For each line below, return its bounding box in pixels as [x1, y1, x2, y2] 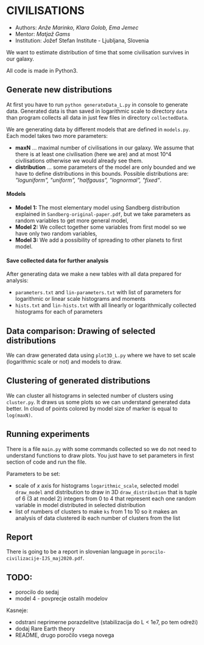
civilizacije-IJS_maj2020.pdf [6, 556, 83, 562]
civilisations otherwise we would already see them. [15, 157, 143, 164]
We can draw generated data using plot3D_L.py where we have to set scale [6, 351, 196, 359]
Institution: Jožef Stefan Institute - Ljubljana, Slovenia [15, 37, 149, 44]
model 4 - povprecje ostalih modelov [15, 595, 108, 602]
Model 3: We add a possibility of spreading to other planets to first [15, 236, 183, 243]
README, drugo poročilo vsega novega [15, 632, 114, 639]
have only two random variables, [15, 229, 97, 237]
